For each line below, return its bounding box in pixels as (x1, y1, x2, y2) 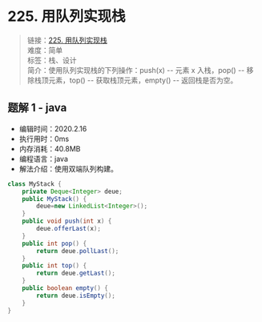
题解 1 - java (7, 101, 67, 115)
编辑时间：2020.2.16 (18, 123, 87, 133)
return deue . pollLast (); (36, 247, 119, 255)
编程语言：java (18, 154, 69, 163)
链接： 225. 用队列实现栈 (26, 35, 107, 45)
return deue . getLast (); (36, 269, 115, 277)
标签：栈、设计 (26, 55, 77, 65)
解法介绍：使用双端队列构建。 (18, 163, 118, 173)
